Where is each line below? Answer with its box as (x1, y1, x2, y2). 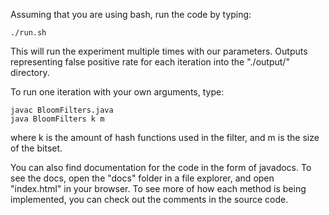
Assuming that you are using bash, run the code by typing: (10, 9, 252, 20)
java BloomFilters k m (10, 114, 105, 124)
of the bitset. (10, 142, 63, 154)
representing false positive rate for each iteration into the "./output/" (10, 56, 290, 68)
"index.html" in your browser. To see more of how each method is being (10, 183, 307, 194)
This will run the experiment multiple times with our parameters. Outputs (10, 45, 308, 57)
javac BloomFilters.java (10, 105, 114, 115)
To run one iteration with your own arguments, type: (10, 86, 225, 98)
